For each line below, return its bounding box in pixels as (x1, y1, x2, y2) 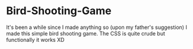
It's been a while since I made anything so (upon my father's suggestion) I (6, 24, 187, 31)
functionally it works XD (6, 36, 65, 43)
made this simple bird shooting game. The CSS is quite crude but (6, 30, 165, 37)
